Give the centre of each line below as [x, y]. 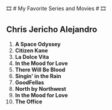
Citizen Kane [31, 50]
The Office [29, 102]
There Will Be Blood [40, 69]
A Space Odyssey [38, 44]
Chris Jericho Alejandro [52, 30]
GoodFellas [30, 82]
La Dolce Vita [32, 57]
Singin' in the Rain [38, 76]
